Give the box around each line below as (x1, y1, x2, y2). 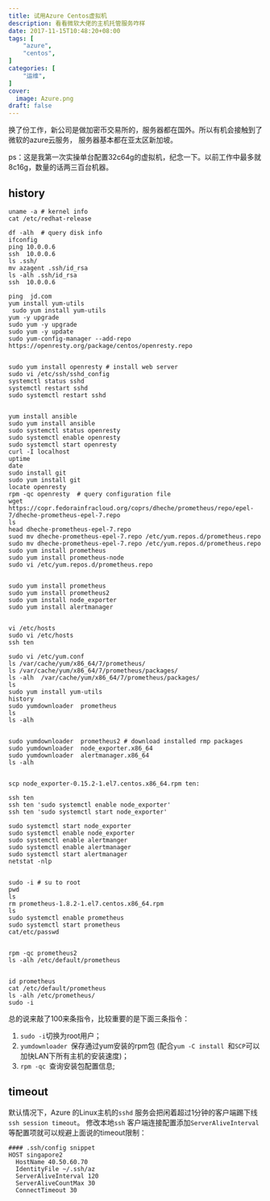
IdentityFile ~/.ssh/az (15, 1165, 95, 1173)
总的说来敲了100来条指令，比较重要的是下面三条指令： (8, 1014, 190, 1023)
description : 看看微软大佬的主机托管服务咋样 (8, 19, 146, 27)
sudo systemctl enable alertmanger (8, 836, 128, 844)
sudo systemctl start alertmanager (8, 850, 128, 858)
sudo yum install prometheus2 (8, 588, 110, 597)
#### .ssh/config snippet (8, 1144, 95, 1152)
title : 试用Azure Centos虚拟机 (8, 11, 107, 20)
